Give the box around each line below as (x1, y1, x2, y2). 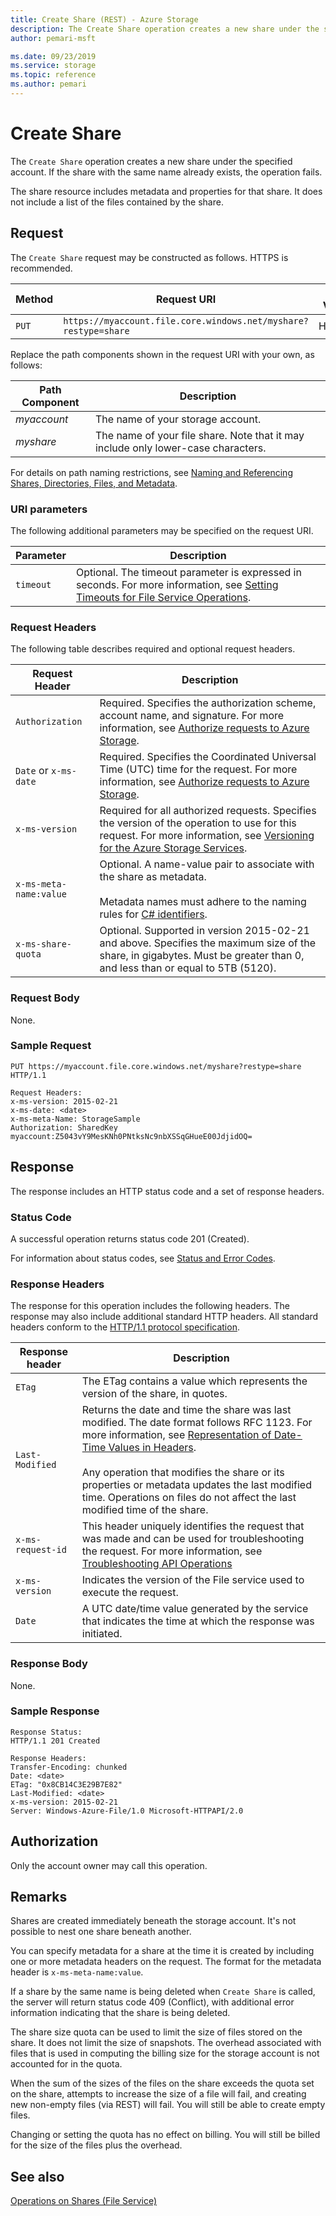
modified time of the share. (81, 1503, 209, 1517)
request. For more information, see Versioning (99, 829, 315, 843)
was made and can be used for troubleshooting (81, 1532, 305, 1546)
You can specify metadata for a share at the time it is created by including (10, 1945, 315, 1957)
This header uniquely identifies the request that (81, 1519, 305, 1533)
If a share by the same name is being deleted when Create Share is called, (10, 1986, 316, 1998)
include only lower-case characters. (94, 441, 267, 455)
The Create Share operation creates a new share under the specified (10, 155, 293, 167)
